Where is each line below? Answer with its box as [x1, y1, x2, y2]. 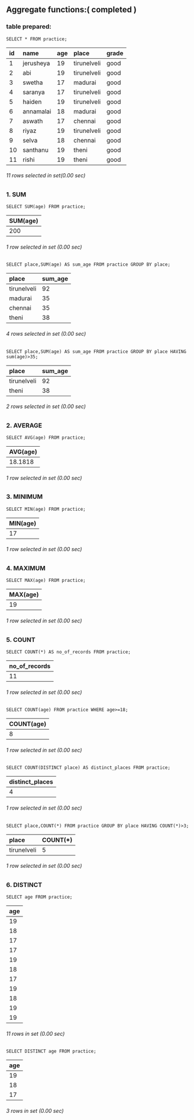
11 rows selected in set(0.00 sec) [6, 172, 86, 179]
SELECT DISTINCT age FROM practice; [6, 1048, 96, 1055]
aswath [22, 117, 43, 125]
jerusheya [22, 59, 50, 67]
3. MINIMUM [6, 492, 43, 501]
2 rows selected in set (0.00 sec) [6, 403, 86, 410]
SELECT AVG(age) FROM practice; [6, 435, 86, 441]
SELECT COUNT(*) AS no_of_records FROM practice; [6, 649, 131, 655]
